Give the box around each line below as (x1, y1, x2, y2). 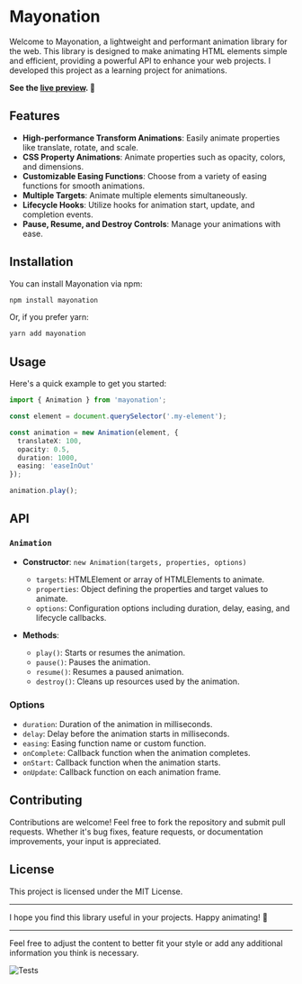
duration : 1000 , (17, 453, 78, 462)
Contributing (9, 793, 83, 808)
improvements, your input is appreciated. (9, 835, 162, 846)
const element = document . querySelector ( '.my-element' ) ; (9, 412, 227, 421)
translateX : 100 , (17, 436, 83, 445)
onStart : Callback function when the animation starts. (22, 757, 221, 768)
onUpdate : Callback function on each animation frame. (22, 766, 222, 777)
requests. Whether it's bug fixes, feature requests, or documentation (9, 826, 263, 837)
